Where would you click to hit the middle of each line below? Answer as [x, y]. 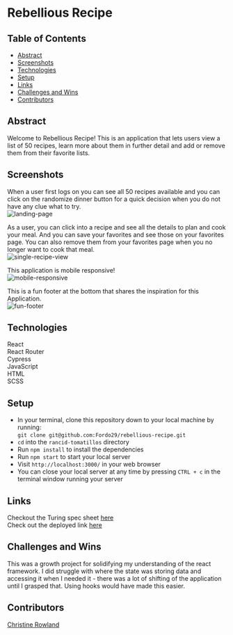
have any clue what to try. [44, 206]
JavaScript [23, 367]
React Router [26, 352]
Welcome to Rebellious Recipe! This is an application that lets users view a [114, 138]
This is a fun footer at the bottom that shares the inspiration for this [103, 291]
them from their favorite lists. [49, 153]
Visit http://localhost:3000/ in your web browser [89, 465]
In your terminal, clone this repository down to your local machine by [115, 420]
